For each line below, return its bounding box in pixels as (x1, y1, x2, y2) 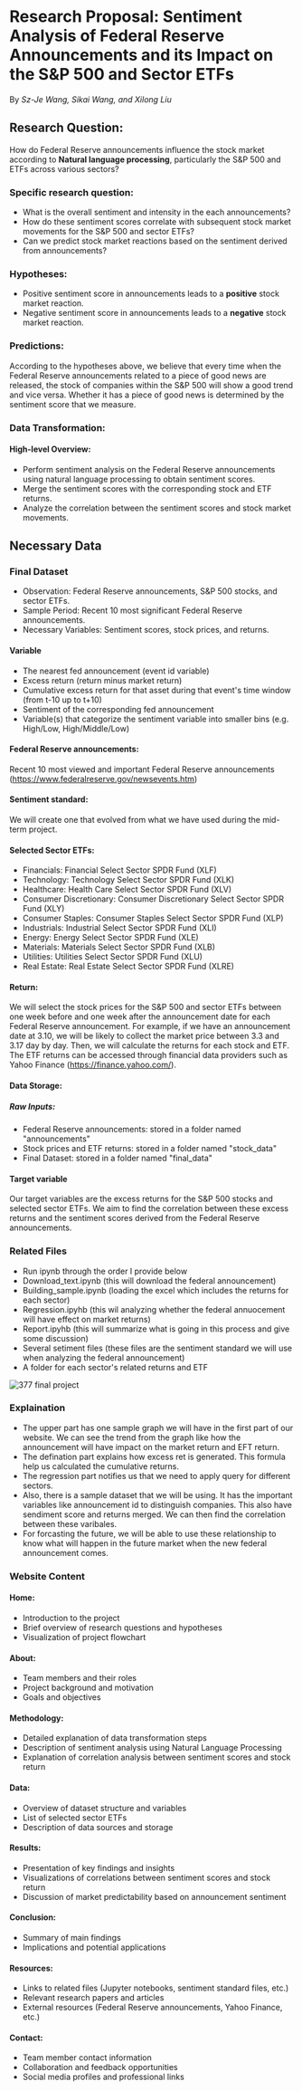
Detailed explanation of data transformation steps (22, 1733, 208, 1743)
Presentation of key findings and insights (22, 1862, 175, 1873)
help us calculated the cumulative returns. (22, 1460, 179, 1472)
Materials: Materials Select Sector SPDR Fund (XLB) (22, 941, 215, 952)
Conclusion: (9, 1912, 57, 1923)
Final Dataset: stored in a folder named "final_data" (22, 1152, 212, 1164)
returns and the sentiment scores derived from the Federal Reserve (9, 1213, 260, 1224)
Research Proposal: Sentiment (9, 6, 242, 27)
